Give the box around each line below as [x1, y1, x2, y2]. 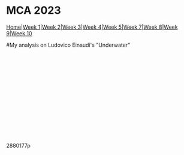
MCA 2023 [6, 4, 61, 17]
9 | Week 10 [6, 29, 32, 37]
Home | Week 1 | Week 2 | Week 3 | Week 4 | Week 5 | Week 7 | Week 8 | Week [6, 23, 178, 31]
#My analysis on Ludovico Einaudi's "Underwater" [6, 41, 131, 48]
